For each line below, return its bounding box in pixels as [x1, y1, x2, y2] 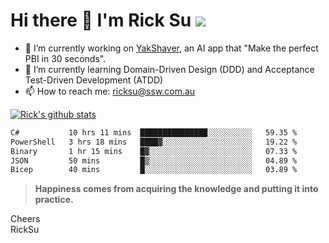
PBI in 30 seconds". [24, 52, 107, 64]
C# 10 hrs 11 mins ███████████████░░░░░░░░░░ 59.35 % [10, 127, 298, 138]
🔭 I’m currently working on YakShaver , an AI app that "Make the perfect [24, 42, 319, 54]
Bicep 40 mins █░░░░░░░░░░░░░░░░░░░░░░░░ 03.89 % [10, 165, 298, 175]
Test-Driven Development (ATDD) [24, 74, 164, 86]
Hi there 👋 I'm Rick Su [10, 9, 192, 32]
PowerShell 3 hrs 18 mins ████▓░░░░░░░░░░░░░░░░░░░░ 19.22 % [10, 137, 298, 147]
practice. [34, 194, 74, 206]
